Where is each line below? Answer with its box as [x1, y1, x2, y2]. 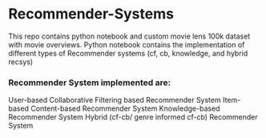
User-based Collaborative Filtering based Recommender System [8, 95, 222, 105]
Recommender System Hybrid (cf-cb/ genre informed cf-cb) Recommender [8, 112, 258, 122]
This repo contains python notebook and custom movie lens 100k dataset [8, 31, 251, 41]
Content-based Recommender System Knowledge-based [30, 103, 220, 113]
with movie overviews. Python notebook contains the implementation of [8, 39, 245, 49]
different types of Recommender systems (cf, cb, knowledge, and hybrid [8, 48, 248, 58]
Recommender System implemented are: [8, 77, 171, 88]
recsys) [8, 57, 34, 67]
